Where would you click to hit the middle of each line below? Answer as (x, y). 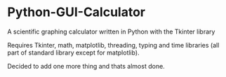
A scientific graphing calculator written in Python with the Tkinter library (111, 31)
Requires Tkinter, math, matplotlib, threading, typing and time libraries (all (113, 45)
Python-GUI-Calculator (77, 12)
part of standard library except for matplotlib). (73, 52)
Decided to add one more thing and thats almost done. (86, 66)
